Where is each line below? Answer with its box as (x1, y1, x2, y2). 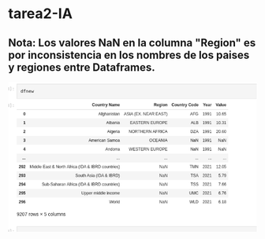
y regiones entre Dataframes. (8, 61, 155, 74)
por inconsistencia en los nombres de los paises (8, 48, 250, 61)
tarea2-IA (8, 5, 73, 23)
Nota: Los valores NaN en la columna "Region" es (8, 36, 256, 50)
